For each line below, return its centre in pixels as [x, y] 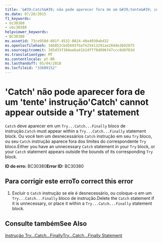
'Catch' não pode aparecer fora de [75, 92]
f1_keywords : [18, 18]
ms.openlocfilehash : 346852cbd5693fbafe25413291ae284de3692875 [70, 46]
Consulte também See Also [46, 224]
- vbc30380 [16, 28]
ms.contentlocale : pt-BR [30, 59]
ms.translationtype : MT [29, 54]
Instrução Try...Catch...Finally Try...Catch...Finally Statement [64, 235]
